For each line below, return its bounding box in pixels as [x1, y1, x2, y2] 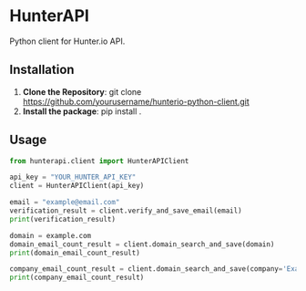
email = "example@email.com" [9, 198, 120, 207]
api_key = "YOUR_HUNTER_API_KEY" [9, 172, 137, 182]
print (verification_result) [9, 214, 117, 223]
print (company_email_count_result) [9, 273, 145, 283]
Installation [9, 62, 75, 78]
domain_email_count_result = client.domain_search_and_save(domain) [9, 239, 275, 249]
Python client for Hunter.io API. [9, 36, 126, 47]
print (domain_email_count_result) [9, 248, 141, 257]
